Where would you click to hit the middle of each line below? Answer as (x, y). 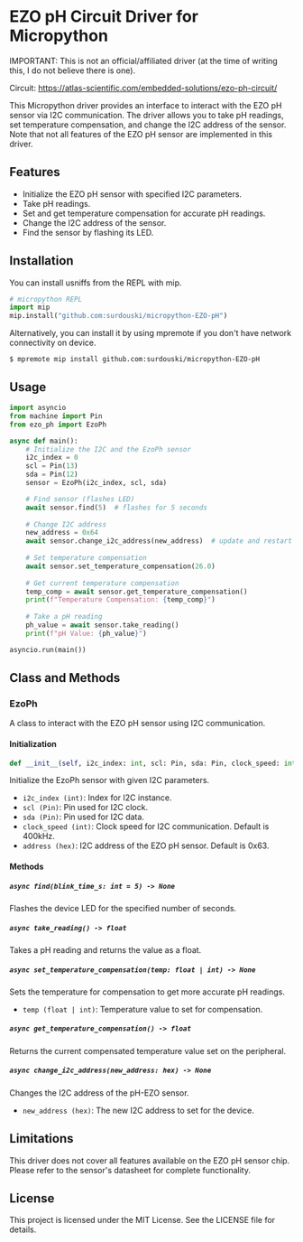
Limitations (41, 1139)
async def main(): (44, 441)
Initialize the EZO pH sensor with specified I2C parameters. (132, 194)
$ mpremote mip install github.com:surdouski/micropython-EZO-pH (134, 360)
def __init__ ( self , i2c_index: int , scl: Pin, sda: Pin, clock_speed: (145, 763)
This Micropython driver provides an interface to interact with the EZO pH (146, 105)
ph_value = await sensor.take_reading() (102, 625)
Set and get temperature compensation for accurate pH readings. (144, 213)
